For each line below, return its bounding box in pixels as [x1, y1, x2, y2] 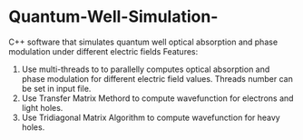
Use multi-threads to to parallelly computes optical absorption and [21, 64, 270, 75]
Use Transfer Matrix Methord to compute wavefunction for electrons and [21, 93, 294, 104]
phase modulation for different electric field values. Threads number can [21, 73, 294, 84]
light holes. [21, 102, 64, 113]
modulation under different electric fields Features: [8, 45, 199, 56]
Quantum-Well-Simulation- [8, 6, 219, 27]
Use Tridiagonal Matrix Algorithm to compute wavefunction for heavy [21, 112, 280, 123]
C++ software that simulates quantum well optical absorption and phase [8, 36, 279, 47]
